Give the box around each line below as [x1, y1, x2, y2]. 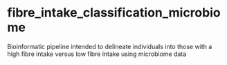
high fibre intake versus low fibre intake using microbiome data [7, 50, 187, 58]
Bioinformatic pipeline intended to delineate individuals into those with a [7, 42, 212, 50]
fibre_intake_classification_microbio [7, 5, 221, 21]
